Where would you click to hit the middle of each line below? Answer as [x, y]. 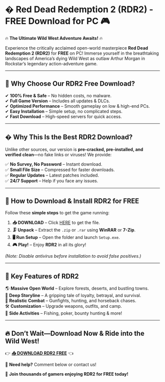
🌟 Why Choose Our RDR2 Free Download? [70, 84]
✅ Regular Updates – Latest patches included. [52, 175]
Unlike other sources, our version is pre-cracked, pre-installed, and [74, 149]
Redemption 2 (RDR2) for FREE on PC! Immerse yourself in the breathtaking [82, 53]
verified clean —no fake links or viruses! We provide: [58, 154]
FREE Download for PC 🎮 [58, 21]
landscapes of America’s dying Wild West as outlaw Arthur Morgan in [75, 58]
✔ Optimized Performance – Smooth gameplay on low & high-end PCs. [78, 106]
